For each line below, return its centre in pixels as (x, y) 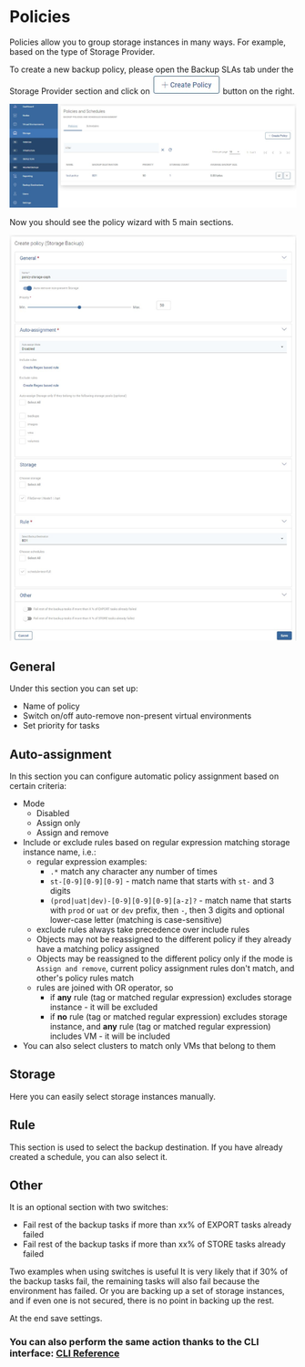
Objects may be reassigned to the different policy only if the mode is (164, 958)
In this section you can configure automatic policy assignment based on (144, 776)
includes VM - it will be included (110, 1036)
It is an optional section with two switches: (89, 1207)
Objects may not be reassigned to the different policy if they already (164, 939)
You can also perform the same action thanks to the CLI (134, 1342)
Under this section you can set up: (74, 689)
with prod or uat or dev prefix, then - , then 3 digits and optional (167, 910)
